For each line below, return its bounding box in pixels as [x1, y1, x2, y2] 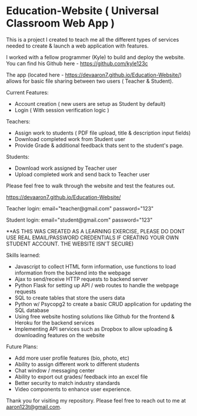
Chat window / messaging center [14, 367, 95, 374]
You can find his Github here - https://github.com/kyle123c [6, 60, 148, 67]
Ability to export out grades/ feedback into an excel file [14, 373, 148, 380]
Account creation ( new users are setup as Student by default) [14, 100, 166, 107]
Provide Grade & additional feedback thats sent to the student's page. [14, 142, 184, 149]
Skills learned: [6, 251, 41, 259]
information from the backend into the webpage [14, 269, 131, 276]
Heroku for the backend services [14, 319, 95, 326]
